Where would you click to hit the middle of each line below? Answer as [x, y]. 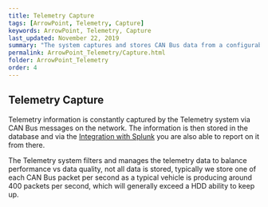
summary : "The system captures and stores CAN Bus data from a [116, 46]
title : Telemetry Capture [51, 16]
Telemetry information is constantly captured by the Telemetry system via [130, 119]
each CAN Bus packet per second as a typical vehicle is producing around [130, 177]
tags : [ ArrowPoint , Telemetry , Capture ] [77, 23]
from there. [27, 145]
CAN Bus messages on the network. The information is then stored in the [128, 128]
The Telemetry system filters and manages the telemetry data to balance [128, 160]
